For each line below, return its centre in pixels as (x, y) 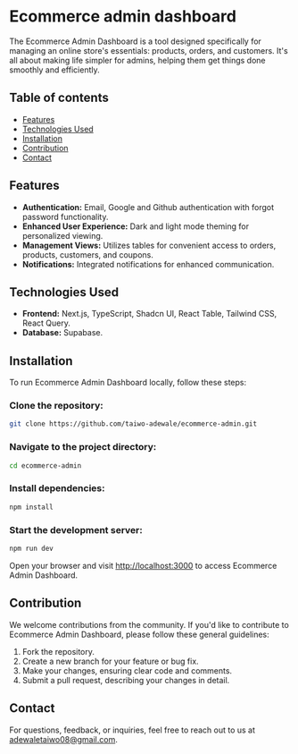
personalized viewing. (62, 235)
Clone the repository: (57, 406)
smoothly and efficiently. (54, 70)
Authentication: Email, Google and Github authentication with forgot (148, 207)
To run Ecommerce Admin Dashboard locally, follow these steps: (128, 383)
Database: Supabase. (62, 333)
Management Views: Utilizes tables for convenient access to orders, (149, 245)
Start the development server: (76, 529)
